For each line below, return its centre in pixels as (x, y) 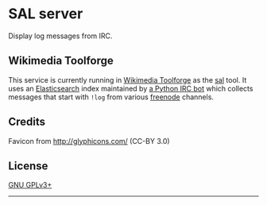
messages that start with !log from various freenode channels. (111, 97)
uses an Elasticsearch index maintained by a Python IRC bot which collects (131, 88)
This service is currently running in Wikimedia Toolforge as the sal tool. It (128, 79)
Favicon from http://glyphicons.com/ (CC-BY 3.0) (89, 141)
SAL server (46, 14)
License (28, 166)
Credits (27, 122)
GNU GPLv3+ (30, 185)
